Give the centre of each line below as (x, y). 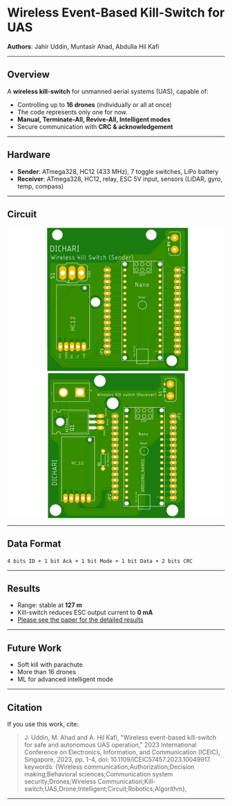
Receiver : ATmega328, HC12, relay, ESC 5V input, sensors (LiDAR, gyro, (120, 179)
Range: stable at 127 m (50, 605)
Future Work (35, 648)
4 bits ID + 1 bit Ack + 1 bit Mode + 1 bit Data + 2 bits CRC (100, 561)
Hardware (29, 155)
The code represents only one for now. (72, 112)
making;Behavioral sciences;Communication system (98, 774)
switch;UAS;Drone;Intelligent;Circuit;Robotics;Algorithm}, (105, 789)
